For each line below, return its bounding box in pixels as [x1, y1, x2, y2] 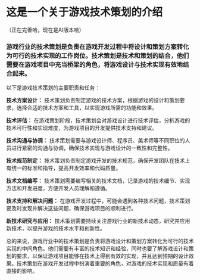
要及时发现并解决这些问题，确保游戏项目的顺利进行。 [6, 205, 137, 212]
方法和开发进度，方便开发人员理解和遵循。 [6, 185, 111, 192]
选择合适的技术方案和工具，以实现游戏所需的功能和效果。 [16, 104, 158, 111]
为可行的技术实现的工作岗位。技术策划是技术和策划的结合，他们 [6, 51, 189, 60]
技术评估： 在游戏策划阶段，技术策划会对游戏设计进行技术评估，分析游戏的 [6, 117, 190, 124]
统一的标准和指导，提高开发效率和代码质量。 [11, 164, 121, 172]
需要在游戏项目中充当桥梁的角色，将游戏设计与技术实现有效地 [6, 60, 183, 69]
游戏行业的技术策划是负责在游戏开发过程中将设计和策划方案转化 [6, 42, 189, 51]
